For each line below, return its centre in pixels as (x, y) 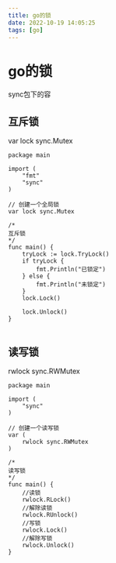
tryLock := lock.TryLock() (66, 254)
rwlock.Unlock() (49, 545)
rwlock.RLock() (47, 499)
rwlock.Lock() (45, 530)
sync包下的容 (30, 94)
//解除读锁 (37, 508)
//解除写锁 (37, 538)
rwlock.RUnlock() (50, 514)
